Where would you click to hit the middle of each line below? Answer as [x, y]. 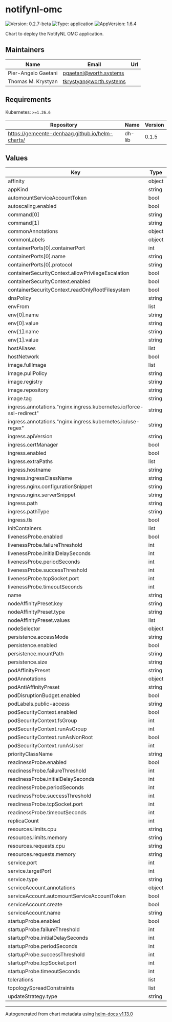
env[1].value [23, 340]
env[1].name [24, 332]
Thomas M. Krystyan [33, 81]
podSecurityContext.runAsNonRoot [50, 738]
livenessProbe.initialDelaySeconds [49, 553]
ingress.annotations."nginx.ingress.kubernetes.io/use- [74, 422]
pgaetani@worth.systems [93, 73]
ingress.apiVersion [30, 437]
